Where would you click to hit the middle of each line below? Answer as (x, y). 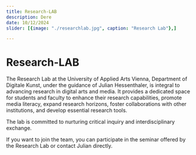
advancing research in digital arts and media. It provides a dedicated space (98, 92)
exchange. (19, 128)
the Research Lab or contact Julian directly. (59, 146)
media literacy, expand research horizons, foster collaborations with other (97, 104)
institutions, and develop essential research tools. (67, 111)
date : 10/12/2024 (28, 22)
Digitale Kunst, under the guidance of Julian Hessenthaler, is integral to (93, 85)
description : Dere (29, 17)
